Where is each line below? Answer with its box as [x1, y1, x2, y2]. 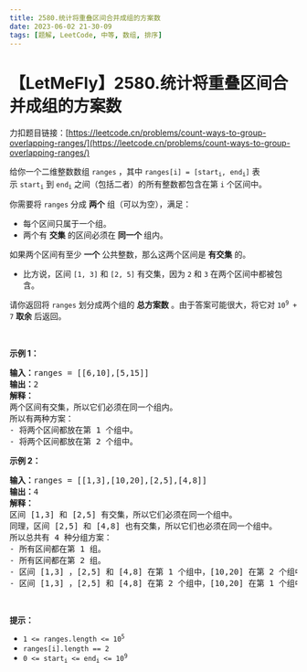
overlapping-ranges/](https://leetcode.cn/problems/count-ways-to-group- [9, 138, 291, 149]
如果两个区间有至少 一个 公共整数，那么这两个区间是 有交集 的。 [9, 249, 251, 261]
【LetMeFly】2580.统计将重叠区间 [9, 72, 272, 93]
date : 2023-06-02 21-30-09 [9, 22, 112, 31]
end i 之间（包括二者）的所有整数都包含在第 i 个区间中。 [56, 178, 268, 191]
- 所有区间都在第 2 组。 [9, 555, 107, 566]
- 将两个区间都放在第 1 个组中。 [9, 425, 139, 435]
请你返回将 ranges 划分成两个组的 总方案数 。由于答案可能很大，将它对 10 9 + [9, 299, 298, 311]
